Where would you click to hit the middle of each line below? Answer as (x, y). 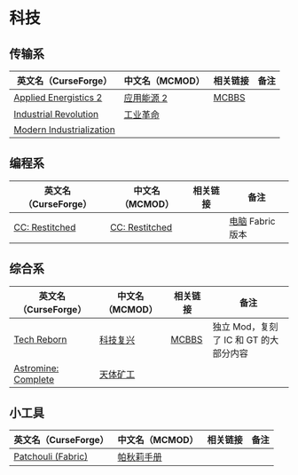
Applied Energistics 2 (58, 97)
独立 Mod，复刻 (245, 327)
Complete (34, 379)
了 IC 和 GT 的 (241, 340)
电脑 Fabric (252, 221)
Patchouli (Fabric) (51, 456)
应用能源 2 (146, 98)
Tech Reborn (40, 339)
